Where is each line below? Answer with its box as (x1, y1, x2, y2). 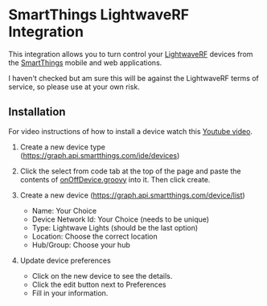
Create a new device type (19, 142, 106, 152)
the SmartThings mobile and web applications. (8, 58, 162, 67)
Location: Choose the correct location (31, 231, 158, 241)
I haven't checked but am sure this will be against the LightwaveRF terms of (8, 73, 260, 83)
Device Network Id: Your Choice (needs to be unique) (31, 214, 210, 224)
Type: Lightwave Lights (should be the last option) (31, 222, 199, 232)
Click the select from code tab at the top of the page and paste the (19, 166, 241, 176)
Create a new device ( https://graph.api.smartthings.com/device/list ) (19, 190, 245, 200)
